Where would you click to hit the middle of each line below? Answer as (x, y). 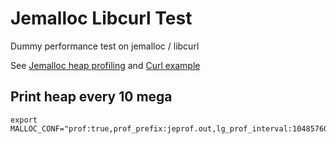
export (24, 120)
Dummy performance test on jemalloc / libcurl (105, 46)
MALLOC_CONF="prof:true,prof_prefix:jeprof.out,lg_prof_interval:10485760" (171, 128)
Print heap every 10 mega (91, 97)
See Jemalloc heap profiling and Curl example (105, 65)
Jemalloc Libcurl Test (101, 18)
